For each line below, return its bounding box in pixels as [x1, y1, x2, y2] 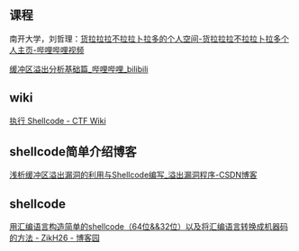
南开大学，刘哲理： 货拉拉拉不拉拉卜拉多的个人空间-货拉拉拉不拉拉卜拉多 [9, 33, 282, 44]
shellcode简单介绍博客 [9, 144, 137, 159]
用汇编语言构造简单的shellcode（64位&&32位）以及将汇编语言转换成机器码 [9, 221, 288, 232]
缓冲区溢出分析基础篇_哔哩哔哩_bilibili [9, 63, 149, 74]
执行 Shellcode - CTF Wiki [9, 115, 106, 126]
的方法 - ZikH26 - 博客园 [9, 232, 101, 244]
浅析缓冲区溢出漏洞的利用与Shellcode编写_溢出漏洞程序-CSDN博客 [9, 169, 258, 181]
